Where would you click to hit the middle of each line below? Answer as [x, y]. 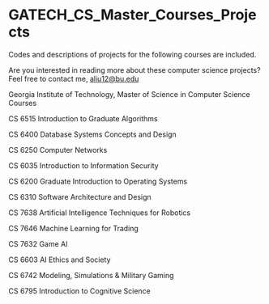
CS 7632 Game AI [38, 243]
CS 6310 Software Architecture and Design [80, 196]
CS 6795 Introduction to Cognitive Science [80, 291]
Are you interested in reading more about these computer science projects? [134, 70]
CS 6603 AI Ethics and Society [60, 260]
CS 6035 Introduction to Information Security [84, 165]
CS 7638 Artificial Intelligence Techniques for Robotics [100, 213]
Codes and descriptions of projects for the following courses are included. [132, 54]
